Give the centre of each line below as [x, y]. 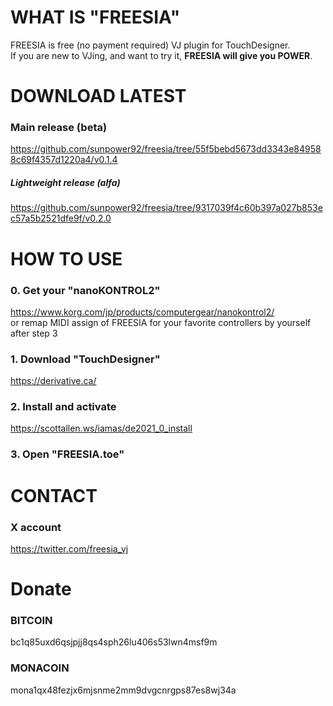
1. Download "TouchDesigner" [85, 359]
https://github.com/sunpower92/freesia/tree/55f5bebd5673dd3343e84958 [166, 149]
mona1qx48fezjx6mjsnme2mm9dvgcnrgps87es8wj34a [123, 690]
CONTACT [54, 495]
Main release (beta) [59, 128]
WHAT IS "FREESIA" [95, 17]
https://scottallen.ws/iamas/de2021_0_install [101, 428]
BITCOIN [31, 620]
